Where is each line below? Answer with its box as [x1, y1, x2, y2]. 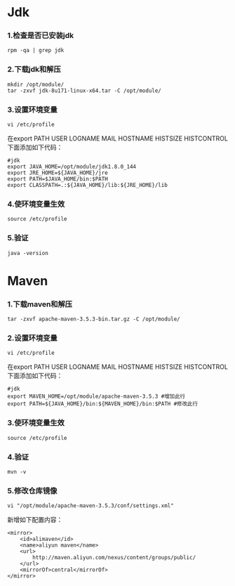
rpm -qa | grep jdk [7, 47, 65, 54]
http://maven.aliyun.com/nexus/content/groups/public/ [32, 554, 196, 561]
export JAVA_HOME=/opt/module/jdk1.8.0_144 [7, 163, 137, 171]
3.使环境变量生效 [7, 418, 65, 428]
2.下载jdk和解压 [7, 65, 61, 74]
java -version [7, 249, 49, 256]
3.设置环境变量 [7, 105, 58, 115]
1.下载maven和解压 [7, 299, 72, 309]
